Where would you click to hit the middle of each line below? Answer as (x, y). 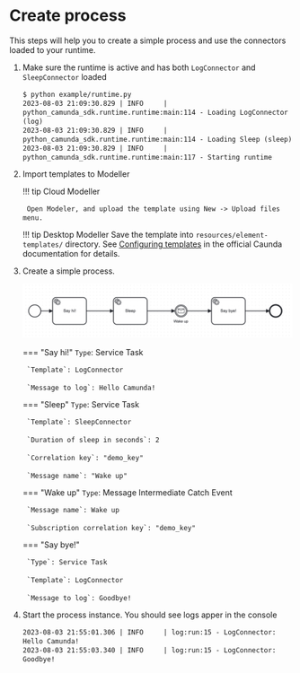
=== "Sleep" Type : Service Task (81, 405)
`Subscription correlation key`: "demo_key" (111, 529)
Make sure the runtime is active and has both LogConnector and (139, 67)
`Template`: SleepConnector (79, 423)
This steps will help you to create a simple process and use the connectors (148, 40)
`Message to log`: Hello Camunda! (91, 388)
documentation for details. (71, 253)
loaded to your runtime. (53, 49)
